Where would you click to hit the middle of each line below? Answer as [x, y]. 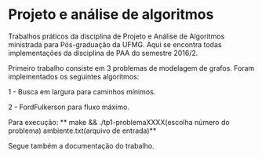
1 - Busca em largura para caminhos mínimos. [82, 91]
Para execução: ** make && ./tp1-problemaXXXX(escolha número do [119, 122]
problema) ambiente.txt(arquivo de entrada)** [82, 130]
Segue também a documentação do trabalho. [81, 145]
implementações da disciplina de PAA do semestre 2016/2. [103, 53]
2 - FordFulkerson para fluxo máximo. [69, 107]
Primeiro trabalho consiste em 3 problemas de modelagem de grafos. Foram [131, 68]
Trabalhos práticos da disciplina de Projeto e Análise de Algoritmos [116, 36]
